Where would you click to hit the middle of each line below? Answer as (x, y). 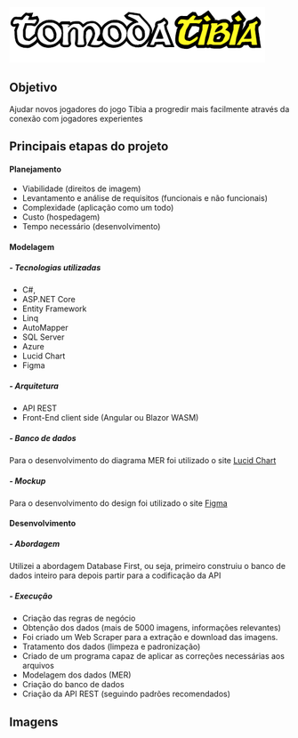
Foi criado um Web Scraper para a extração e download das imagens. (150, 638)
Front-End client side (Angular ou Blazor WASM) (110, 417)
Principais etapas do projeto (89, 146)
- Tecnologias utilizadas (55, 267)
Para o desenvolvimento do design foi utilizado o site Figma (119, 503)
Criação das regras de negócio (79, 618)
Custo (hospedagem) (61, 217)
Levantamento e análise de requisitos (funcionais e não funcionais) (145, 198)
